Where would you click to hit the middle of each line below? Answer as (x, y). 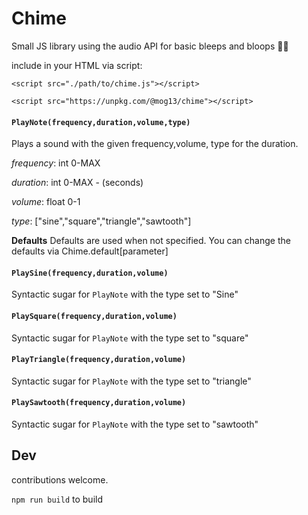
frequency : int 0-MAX (56, 163)
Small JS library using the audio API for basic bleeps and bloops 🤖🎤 (150, 46)
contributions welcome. (60, 479)
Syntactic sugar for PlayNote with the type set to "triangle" (131, 381)
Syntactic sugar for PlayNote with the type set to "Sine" (125, 294)
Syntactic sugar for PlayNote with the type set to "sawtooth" (135, 424)
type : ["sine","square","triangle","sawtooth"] (101, 221)
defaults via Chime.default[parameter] (90, 251)
